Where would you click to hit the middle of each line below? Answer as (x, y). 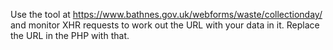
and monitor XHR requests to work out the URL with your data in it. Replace (165, 25)
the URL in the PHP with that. (70, 35)
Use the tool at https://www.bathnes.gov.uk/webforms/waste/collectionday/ (166, 14)
